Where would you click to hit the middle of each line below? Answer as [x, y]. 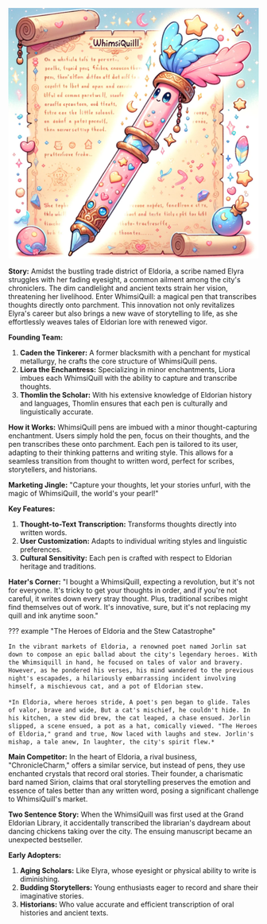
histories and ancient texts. [64, 913]
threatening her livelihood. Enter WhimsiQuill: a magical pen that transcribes [132, 297]
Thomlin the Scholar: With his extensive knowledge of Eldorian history [136, 395]
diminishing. [40, 879]
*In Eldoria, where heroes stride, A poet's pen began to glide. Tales [129, 702]
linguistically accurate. [56, 412]
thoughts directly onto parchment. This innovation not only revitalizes [122, 305]
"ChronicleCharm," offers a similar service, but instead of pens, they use [127, 765]
